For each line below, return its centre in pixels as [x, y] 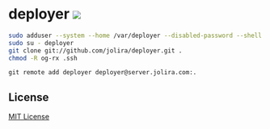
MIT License [29, 117]
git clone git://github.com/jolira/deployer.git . [95, 50]
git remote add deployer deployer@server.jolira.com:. [103, 73]
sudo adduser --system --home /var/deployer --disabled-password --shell [135, 35]
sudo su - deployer [41, 43]
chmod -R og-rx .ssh [43, 58]
